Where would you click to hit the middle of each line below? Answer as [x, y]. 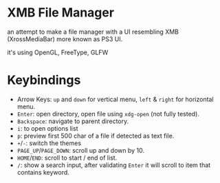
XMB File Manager [61, 13]
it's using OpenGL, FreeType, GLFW [58, 52]
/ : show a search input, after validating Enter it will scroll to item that [114, 165]
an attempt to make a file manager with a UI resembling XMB [93, 32]
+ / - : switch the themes [49, 143]
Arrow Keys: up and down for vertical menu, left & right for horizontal [115, 99]
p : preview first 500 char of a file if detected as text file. [96, 136]
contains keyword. [43, 172]
